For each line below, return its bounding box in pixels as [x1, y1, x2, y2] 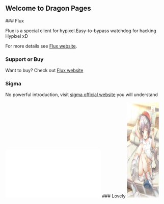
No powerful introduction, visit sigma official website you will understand [5, 92, 158, 98]
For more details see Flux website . [5, 43, 77, 49]
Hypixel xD [5, 33, 28, 39]
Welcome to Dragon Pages [5, 4, 92, 13]
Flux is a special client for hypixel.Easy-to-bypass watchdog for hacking [5, 28, 156, 34]
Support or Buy [5, 56, 44, 63]
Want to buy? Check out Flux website [5, 67, 84, 74]
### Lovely [101, 193, 126, 199]
